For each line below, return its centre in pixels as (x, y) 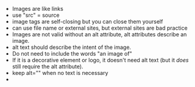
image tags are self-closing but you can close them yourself (87, 21)
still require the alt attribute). (48, 66)
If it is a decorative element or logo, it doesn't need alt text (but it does (100, 60)
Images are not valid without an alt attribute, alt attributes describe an (99, 34)
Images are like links (38, 9)
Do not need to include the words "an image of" (72, 53)
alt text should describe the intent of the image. (72, 47)
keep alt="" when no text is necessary (60, 73)
